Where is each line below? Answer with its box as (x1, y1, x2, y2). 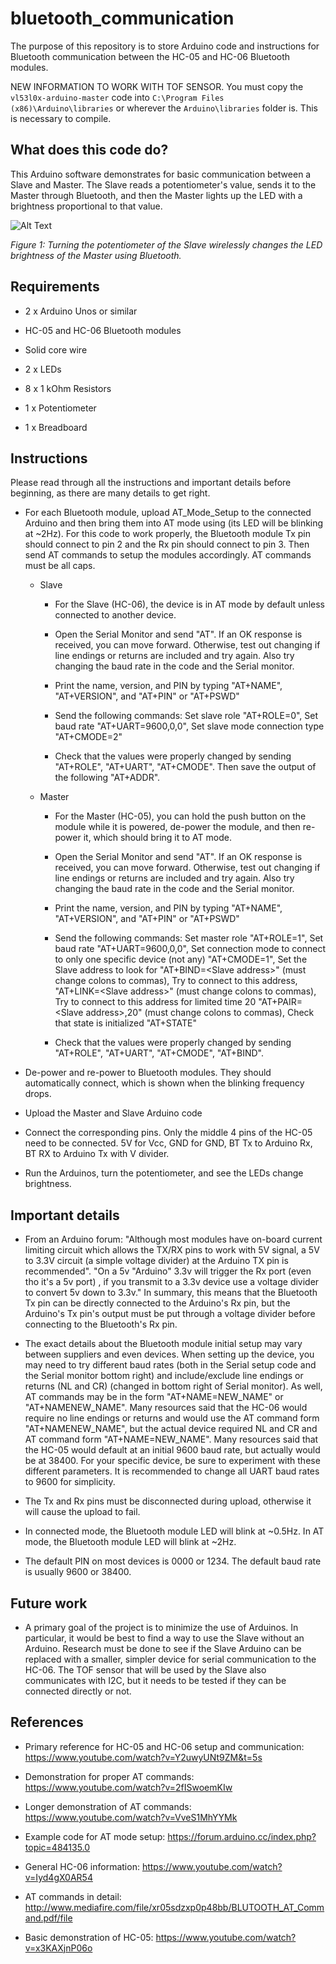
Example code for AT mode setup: (24, 1830, 166, 1842)
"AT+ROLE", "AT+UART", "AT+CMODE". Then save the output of (54, 761, 317, 773)
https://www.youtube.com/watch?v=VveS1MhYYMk (24, 1811, 238, 1823)
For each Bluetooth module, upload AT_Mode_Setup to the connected (24, 507, 312, 519)
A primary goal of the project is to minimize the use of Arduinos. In (24, 1622, 299, 1633)
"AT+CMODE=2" (54, 731, 123, 743)
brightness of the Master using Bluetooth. (10, 249, 182, 261)
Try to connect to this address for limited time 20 (54, 996, 257, 1008)
